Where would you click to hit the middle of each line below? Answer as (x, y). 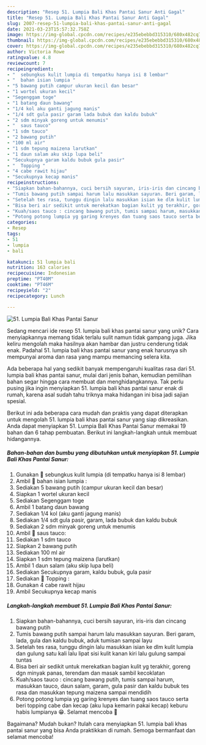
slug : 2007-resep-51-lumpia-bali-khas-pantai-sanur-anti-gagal (89, 23)
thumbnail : (21, 40)
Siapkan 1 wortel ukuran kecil (52, 494)
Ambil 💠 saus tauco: (41, 533)
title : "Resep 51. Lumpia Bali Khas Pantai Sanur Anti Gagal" (88, 18)
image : (15, 35)
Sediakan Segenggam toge (50, 501)
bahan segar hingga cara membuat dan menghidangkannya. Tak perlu (95, 381)
